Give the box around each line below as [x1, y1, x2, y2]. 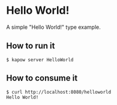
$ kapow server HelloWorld [6, 56, 74, 63]
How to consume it [6, 73, 78, 83]
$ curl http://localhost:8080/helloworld [6, 89, 112, 95]
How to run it [6, 41, 55, 51]
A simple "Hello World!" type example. [6, 23, 101, 31]
